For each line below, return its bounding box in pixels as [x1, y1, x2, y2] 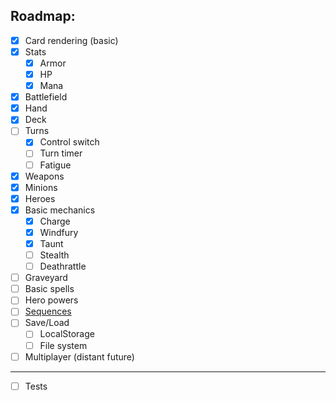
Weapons [24, 170, 65, 182]
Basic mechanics [24, 204, 96, 216]
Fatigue [39, 159, 72, 171]
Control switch [39, 136, 100, 148]
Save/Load [24, 317, 70, 329]
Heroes [24, 192, 56, 204]
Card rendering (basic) [24, 34, 119, 46]
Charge [39, 215, 71, 227]
